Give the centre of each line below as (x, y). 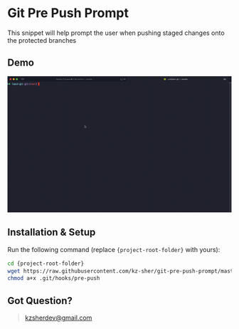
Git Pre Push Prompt (68, 13)
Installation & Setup (52, 233)
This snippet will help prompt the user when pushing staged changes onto (116, 33)
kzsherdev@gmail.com (58, 318)
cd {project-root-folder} (46, 263)
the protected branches (42, 40)
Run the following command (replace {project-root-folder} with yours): (114, 249)
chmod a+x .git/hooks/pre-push (54, 278)
